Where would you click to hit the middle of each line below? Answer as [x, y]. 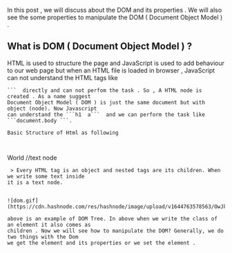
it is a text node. [35, 182]
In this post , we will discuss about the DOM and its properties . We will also [115, 10]
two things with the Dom [43, 237]
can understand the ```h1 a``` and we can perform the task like [106, 114]
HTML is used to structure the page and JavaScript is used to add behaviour [116, 63]
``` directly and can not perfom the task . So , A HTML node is [105, 90]
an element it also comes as [49, 225]
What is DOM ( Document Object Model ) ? [99, 47]
